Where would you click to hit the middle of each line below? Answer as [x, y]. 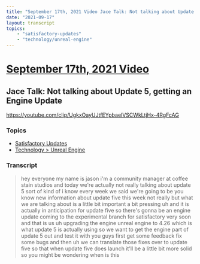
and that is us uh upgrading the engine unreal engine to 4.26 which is [107, 223]
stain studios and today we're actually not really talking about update [106, 185]
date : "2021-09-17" [31, 17]
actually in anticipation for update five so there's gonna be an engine [105, 210]
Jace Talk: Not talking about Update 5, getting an [99, 91]
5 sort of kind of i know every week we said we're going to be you [102, 191]
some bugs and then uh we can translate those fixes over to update [104, 242]
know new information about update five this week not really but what [107, 198]
